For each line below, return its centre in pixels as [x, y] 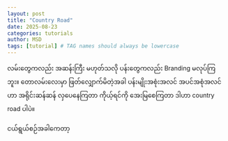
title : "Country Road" [40, 20]
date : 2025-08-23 [32, 27]
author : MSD [24, 40]
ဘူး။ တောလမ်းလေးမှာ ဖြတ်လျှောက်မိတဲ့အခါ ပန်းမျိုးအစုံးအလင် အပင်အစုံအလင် [114, 82]
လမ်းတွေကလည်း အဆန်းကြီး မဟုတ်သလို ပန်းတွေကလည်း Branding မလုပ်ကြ [112, 68]
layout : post [26, 14]
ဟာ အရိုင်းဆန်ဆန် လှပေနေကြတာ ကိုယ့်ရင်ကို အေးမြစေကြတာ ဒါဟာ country [111, 95]
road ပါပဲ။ [21, 109]
